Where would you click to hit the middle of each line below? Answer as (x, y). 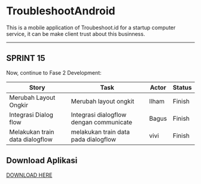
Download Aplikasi (42, 160)
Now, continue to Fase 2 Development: (54, 72)
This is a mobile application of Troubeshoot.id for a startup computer (91, 27)
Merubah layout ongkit (103, 101)
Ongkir (19, 105)
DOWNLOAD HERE (29, 175)
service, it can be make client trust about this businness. (76, 33)
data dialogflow (31, 139)
